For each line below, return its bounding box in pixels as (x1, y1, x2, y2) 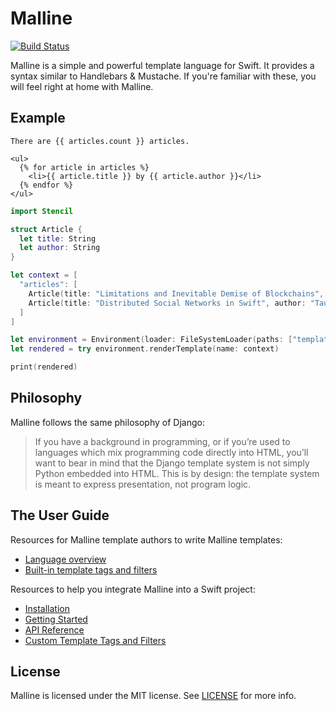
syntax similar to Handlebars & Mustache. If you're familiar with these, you (10, 70, 317, 82)
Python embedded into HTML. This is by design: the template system (34, 467, 320, 479)
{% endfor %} (19, 180, 74, 190)
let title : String (19, 233, 97, 244)
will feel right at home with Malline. (10, 80, 154, 92)
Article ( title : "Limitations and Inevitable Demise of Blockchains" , (28, 288, 325, 299)
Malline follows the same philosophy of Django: (10, 416, 205, 428)
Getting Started (24, 613, 88, 625)
